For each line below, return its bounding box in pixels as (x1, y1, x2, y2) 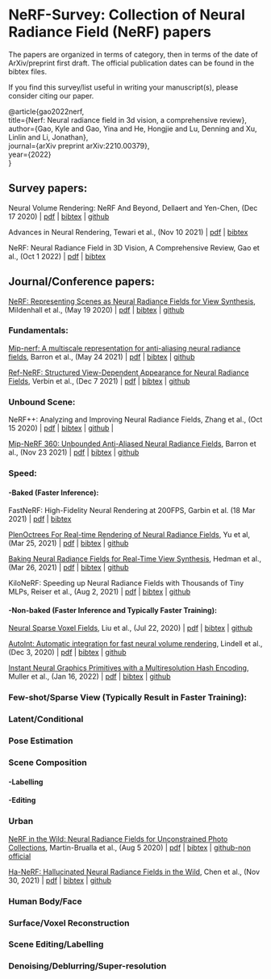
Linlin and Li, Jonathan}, (8, 132, 89, 142)
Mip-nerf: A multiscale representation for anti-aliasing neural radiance (8, 343, 241, 353)
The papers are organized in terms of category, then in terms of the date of (8, 49, 258, 59)
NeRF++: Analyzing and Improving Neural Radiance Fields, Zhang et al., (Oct (8, 414, 263, 425)
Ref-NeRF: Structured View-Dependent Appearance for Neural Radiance (8, 368, 249, 377)
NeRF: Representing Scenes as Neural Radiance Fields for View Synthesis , (8, 296, 256, 306)
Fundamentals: (8, 325, 69, 336)
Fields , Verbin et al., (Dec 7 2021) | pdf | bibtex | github (8, 376, 190, 385)
